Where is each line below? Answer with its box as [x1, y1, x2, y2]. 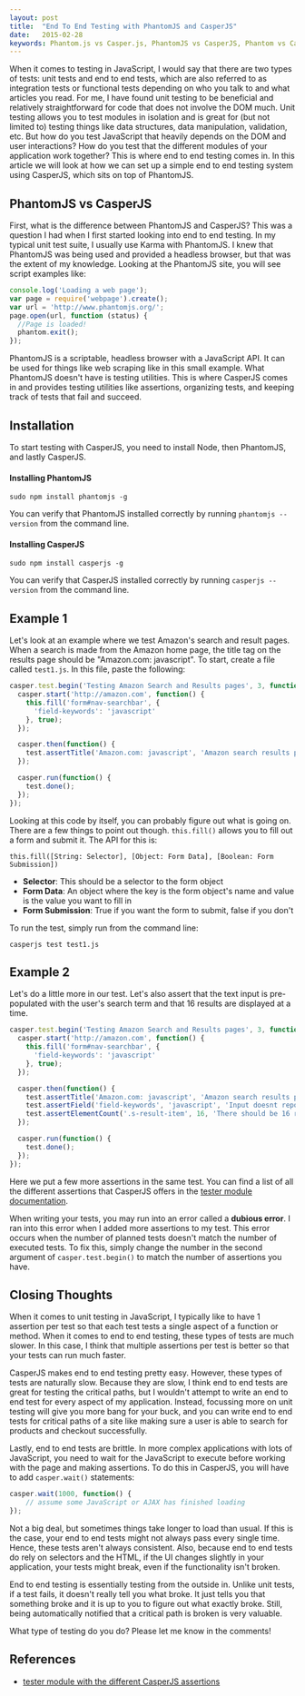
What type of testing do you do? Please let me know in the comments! [9, 1625, 271, 1636]
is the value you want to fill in [22, 895, 132, 906]
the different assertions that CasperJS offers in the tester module [9, 1186, 252, 1197]
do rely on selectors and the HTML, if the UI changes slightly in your [9, 1552, 265, 1563]
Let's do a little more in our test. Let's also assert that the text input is [9, 989, 268, 1000]
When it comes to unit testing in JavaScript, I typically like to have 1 [9, 1311, 261, 1322]
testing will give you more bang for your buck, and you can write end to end [9, 1406, 293, 1417]
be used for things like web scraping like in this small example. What [9, 362, 265, 373]
